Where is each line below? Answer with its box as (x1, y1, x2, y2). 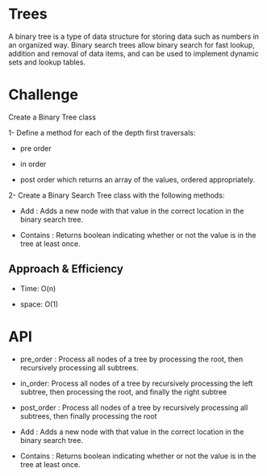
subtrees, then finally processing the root (19, 411, 157, 420)
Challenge (8, 86, 79, 104)
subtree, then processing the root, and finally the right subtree (19, 386, 227, 396)
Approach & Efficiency (8, 262, 123, 276)
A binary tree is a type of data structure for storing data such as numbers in (8, 31, 260, 41)
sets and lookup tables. (8, 57, 86, 67)
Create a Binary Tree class (8, 112, 97, 122)
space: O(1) (19, 299, 59, 309)
